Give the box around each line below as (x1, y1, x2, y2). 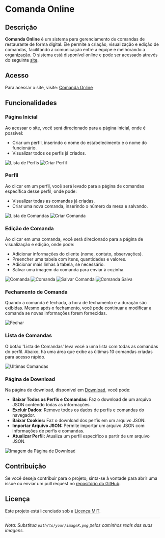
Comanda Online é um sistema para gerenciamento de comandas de (5, 36, 145, 42)
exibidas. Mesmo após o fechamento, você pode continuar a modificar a (5, 305, 152, 311)
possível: (5, 130, 24, 136)
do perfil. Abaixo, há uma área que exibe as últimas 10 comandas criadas (5, 349, 153, 355)
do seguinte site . (5, 57, 39, 63)
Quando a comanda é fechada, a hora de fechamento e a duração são (5, 300, 147, 306)
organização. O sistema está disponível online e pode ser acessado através (5, 52, 158, 58)
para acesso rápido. (5, 354, 46, 359)
